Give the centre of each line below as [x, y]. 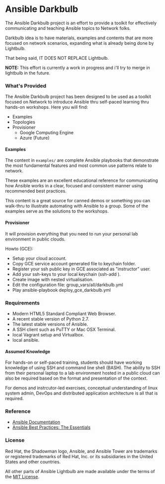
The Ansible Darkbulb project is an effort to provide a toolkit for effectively [81, 23]
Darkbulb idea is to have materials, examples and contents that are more [79, 38]
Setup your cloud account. [39, 258]
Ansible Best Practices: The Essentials [51, 427]
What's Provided [26, 85]
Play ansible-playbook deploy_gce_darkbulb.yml [61, 290]
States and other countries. [33, 462]
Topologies [24, 122]
